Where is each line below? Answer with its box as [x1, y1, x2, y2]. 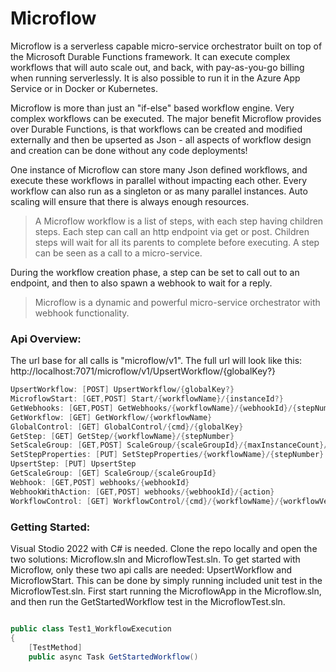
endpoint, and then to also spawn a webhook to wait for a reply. [10, 277, 273, 289]
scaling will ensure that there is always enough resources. [10, 195, 250, 207]
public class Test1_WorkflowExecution [10, 623, 172, 634]
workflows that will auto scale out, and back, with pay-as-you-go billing [10, 61, 305, 73]
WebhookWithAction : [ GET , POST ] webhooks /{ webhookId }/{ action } [10, 487, 275, 497]
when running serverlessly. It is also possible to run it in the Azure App [10, 72, 301, 84]
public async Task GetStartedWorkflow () [28, 652, 199, 662]
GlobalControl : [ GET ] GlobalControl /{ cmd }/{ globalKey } [10, 422, 244, 432]
